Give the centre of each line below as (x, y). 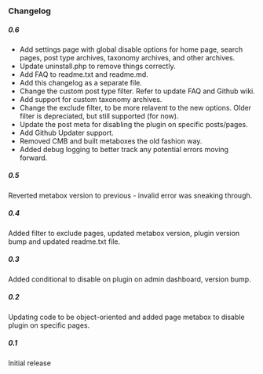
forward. (33, 158)
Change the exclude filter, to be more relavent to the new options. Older (135, 107)
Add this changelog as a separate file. (81, 82)
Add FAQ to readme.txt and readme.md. (84, 74)
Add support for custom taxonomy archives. (91, 99)
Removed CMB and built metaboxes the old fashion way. (111, 141)
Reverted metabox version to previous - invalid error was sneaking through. (130, 195)
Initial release (29, 363)
